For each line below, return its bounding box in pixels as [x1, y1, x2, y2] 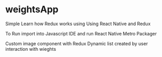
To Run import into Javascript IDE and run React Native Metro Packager [5, 30, 157, 36]
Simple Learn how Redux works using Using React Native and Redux [5, 21, 151, 27]
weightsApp [5, 4, 59, 15]
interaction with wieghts [5, 46, 57, 52]
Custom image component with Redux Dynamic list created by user [5, 40, 148, 47]
